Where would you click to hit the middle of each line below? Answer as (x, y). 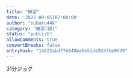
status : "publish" (29, 34)
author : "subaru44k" (32, 23)
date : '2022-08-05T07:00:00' (43, 17)
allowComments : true (32, 40)
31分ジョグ (20, 68)
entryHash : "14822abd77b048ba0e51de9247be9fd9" (67, 51)
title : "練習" (23, 12)
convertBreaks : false (33, 46)
